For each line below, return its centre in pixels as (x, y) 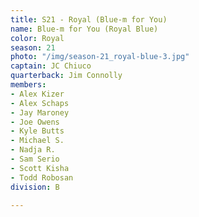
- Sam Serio (35, 159)
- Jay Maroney (40, 112)
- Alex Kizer (37, 94)
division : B (35, 187)
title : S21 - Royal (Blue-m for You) (89, 19)
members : (28, 85)
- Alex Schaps (40, 103)
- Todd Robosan (42, 177)
